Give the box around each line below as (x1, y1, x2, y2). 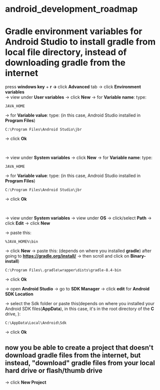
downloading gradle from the (5, 57, 126, 68)
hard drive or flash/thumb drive (5, 366, 103, 375)
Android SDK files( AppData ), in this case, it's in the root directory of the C (5, 306, 154, 312)
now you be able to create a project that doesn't (5, 343, 154, 352)
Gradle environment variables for (5, 26, 143, 37)
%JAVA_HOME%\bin (5, 239, 38, 244)
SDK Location (5, 291, 33, 297)
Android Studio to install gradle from (5, 36, 156, 48)
